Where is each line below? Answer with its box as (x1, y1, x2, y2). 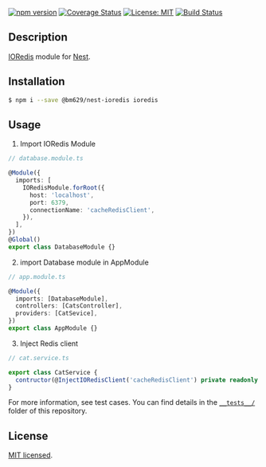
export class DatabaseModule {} (8, 243, 115, 251)
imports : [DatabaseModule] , (15, 295, 109, 303)
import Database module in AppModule (19, 257, 149, 267)
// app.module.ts (8, 273, 66, 281)
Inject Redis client (19, 339, 78, 348)
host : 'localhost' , (29, 191, 94, 199)
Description (8, 30, 68, 44)
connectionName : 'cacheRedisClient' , (29, 206, 155, 214)
